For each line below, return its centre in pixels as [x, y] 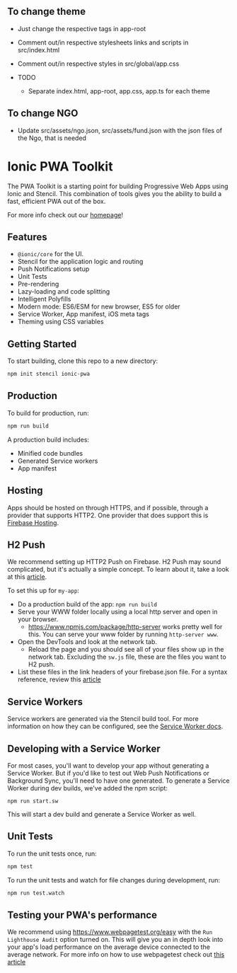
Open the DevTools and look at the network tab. [87, 642]
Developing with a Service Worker [84, 748]
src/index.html [39, 50]
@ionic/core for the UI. [51, 254]
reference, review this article [59, 679]
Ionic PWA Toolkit [60, 166]
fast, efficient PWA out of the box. [57, 201]
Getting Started [42, 344]
